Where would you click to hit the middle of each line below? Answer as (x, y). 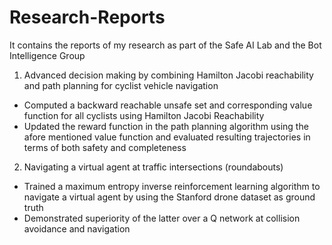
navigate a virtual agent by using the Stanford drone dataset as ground (169, 197)
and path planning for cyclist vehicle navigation (121, 85)
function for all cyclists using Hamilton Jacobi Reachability (144, 115)
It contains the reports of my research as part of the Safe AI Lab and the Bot (165, 45)
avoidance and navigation (77, 228)
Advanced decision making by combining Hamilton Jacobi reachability (168, 75)
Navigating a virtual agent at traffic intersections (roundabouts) (153, 167)
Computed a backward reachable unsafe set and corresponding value (168, 105)
